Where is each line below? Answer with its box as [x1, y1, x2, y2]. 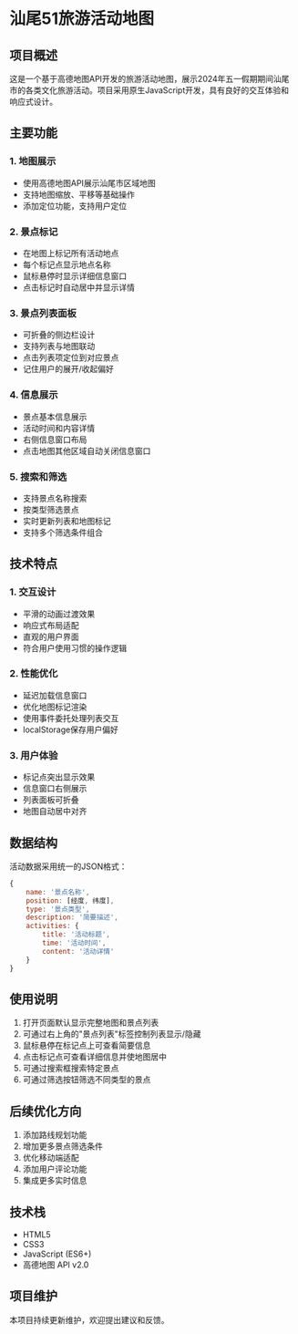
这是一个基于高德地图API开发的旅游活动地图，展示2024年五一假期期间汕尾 [9, 74, 290, 84]
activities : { [26, 922, 79, 931]
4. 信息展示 [9, 388, 58, 401]
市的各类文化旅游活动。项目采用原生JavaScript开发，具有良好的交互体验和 [9, 85, 290, 96]
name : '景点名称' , [26, 887, 90, 896]
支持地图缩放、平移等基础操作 [22, 189, 135, 200]
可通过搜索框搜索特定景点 [22, 1063, 119, 1074]
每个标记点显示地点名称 [22, 259, 111, 270]
